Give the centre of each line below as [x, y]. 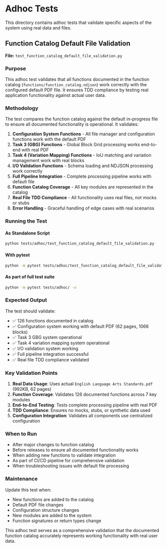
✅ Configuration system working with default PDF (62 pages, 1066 [81, 326]
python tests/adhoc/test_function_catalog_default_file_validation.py [80, 244]
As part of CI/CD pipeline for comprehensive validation [68, 461]
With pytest [18, 255]
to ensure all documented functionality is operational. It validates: [72, 124]
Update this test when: [28, 490]
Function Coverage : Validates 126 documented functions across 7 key [84, 394]
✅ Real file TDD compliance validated [51, 359]
